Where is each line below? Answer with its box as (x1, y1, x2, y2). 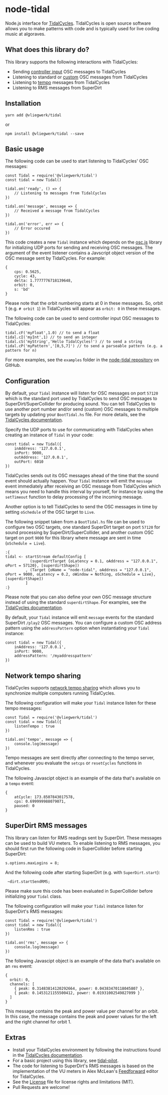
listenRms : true (14, 927, 51, 932)
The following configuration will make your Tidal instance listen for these (5, 700, 156, 706)
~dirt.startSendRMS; (7, 879, 51, 884)
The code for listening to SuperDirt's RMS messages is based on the (12, 1063, 154, 1069)
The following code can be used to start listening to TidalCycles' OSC (5, 158, 149, 164)
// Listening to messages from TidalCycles (14, 191, 107, 196)
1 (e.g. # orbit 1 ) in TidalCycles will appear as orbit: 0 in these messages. (5, 305, 161, 311)
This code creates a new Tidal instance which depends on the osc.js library (5, 239, 162, 245)
